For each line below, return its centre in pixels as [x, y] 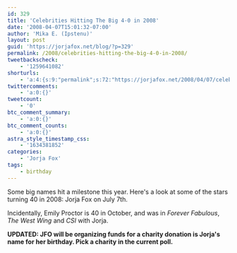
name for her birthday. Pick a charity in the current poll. [90, 242]
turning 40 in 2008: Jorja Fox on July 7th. [68, 199]
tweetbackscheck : [33, 60]
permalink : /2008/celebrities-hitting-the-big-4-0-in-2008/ [98, 54]
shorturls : [23, 73]
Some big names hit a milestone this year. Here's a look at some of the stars [117, 192]
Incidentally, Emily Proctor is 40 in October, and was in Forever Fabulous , [114, 213]
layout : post [26, 40]
